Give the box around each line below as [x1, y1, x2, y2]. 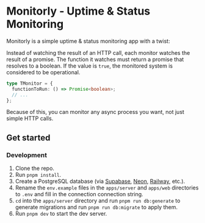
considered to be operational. [6, 68, 81, 76]
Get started [6, 132, 51, 143]
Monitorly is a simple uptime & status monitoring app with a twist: [6, 37, 170, 44]
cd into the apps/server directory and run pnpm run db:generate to [15, 197, 181, 205]
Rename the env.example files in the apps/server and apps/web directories [15, 184, 199, 191]
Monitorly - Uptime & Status [6, 4, 151, 18]
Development [6, 150, 48, 159]
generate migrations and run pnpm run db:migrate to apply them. [15, 204, 178, 211]
